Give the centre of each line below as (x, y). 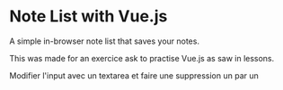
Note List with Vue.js (88, 16)
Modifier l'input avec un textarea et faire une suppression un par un (134, 75)
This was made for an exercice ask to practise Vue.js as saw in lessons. (142, 58)
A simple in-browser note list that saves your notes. (105, 41)
